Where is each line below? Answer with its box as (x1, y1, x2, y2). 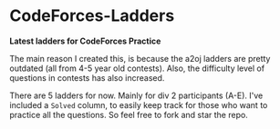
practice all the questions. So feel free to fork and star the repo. (9, 109, 248, 120)
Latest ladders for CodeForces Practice (9, 35, 161, 46)
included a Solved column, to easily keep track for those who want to (9, 99, 268, 110)
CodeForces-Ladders (9, 5, 175, 26)
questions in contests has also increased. (9, 72, 165, 83)
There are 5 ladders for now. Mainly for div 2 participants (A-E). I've (9, 90, 264, 101)
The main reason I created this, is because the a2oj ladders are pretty (9, 53, 271, 64)
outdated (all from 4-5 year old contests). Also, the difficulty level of (9, 63, 265, 74)
